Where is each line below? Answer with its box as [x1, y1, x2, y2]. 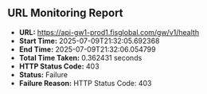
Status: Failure [18, 69, 68, 79]
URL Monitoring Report [7, 6, 124, 20]
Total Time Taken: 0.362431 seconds [18, 53, 143, 62]
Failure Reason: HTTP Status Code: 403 [18, 78, 152, 88]
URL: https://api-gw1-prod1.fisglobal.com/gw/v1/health [18, 27, 200, 37]
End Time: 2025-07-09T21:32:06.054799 [18, 44, 156, 54]
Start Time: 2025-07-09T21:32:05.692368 [18, 36, 160, 45]
